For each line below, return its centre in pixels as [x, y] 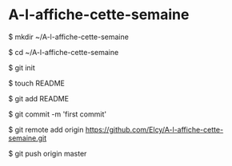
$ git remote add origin [46, 129]
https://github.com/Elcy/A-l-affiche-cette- [154, 129]
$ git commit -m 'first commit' [57, 114]
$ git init [22, 67]
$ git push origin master [48, 153]
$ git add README [39, 98]
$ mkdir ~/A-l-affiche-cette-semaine [69, 37]
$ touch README [37, 83]
